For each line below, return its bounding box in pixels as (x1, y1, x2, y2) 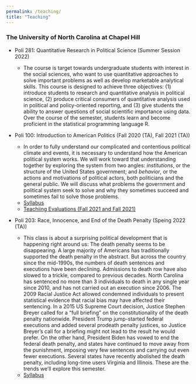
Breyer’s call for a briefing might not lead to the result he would (23, 328, 176, 335)
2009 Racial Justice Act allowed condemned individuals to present (23, 290, 184, 297)
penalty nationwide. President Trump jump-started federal (23, 315, 164, 322)
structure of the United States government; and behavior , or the (23, 168, 177, 175)
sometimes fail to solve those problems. (23, 193, 120, 200)
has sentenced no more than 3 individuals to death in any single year (23, 278, 190, 285)
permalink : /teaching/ (6, 8, 61, 15)
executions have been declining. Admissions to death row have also (23, 265, 187, 273)
